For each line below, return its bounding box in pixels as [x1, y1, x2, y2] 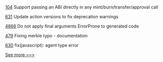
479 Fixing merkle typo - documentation [5, 33, 88, 38]
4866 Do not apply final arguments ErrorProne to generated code [5, 23, 139, 29]
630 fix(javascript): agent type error [5, 42, 79, 48]
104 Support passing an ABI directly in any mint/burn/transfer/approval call [5, 4, 159, 10]
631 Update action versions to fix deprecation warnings [5, 14, 118, 19]
